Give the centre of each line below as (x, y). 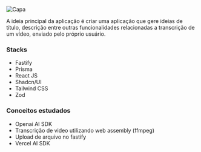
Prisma (24, 69)
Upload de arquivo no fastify (51, 137)
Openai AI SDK (34, 124)
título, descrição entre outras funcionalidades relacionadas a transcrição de (100, 28)
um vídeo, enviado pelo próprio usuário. (56, 34)
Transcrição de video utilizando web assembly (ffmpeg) (85, 130)
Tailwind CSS (31, 88)
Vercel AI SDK (32, 143)
